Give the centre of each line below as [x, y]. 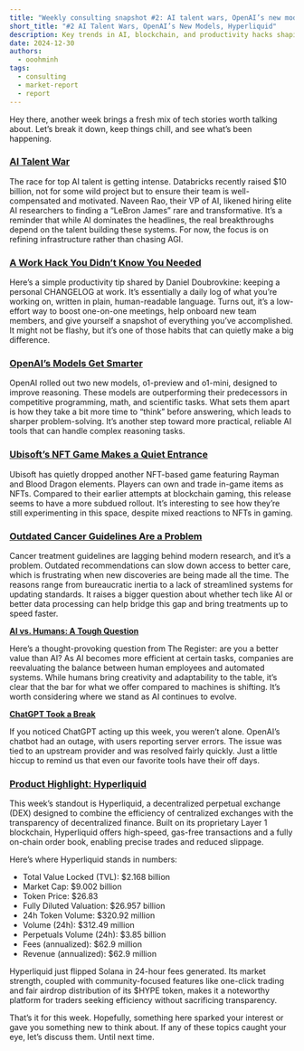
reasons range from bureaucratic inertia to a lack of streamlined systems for [152, 584]
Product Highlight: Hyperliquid [78, 783]
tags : [19, 69]
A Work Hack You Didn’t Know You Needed [105, 262]
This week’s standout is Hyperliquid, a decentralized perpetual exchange [145, 804]
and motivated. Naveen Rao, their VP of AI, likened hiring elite [177, 201]
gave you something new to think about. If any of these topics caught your [148, 1027]
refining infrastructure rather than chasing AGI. [96, 239]
